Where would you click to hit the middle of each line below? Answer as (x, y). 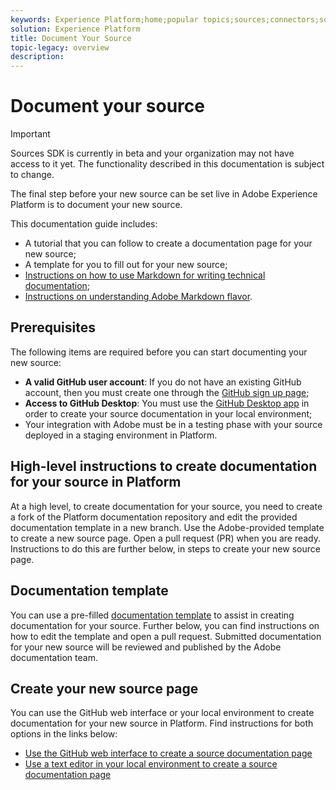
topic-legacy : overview (60, 47)
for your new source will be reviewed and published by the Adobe (146, 647)
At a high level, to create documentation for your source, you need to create (166, 506)
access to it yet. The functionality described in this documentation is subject (167, 164)
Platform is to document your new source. (96, 205)
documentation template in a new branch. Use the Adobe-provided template (167, 527)
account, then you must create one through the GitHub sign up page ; (167, 392)
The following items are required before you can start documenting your (159, 352)
